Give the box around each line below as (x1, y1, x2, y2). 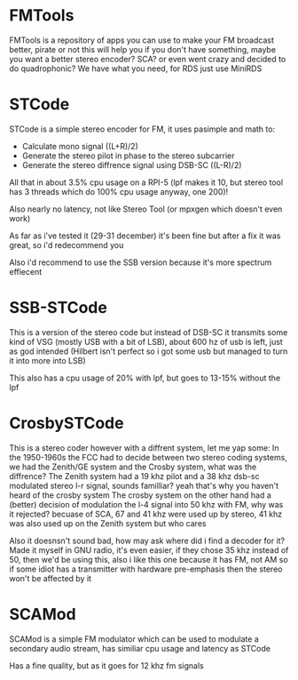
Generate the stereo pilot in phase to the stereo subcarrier (21, 150, 235, 161)
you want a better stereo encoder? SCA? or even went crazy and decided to (9, 53, 286, 64)
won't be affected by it (9, 572, 91, 583)
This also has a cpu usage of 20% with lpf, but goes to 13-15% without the (9, 372, 281, 383)
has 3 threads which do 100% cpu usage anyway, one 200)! (9, 186, 229, 196)
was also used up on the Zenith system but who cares (9, 517, 207, 529)
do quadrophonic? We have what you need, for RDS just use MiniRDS (9, 63, 263, 74)
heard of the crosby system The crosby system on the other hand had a (9, 490, 272, 500)
